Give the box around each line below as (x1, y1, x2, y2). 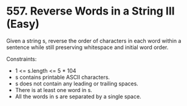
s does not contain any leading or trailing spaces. (15, 80, 138, 87)
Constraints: (6, 55, 37, 62)
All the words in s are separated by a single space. (15, 93, 141, 100)
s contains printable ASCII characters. (15, 73, 110, 81)
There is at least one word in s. (15, 86, 92, 93)
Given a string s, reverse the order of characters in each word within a (6, 37, 182, 44)
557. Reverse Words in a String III (6, 4, 175, 18)
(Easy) (6, 17, 39, 31)
